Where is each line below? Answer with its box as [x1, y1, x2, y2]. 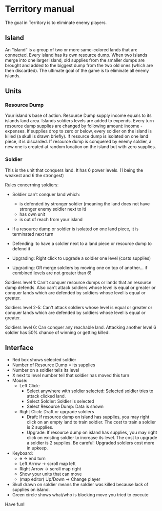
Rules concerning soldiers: [5, 182, 59, 188]
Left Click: [19, 382, 40, 388]
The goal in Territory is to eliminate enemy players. [5, 20, 107, 25]
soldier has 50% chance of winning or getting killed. [5, 329, 110, 335]
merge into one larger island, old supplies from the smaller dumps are [5, 57, 145, 63]
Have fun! [5, 501, 25, 507]
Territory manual [5, 3, 75, 15]
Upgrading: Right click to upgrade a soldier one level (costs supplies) [12, 255, 151, 261]
